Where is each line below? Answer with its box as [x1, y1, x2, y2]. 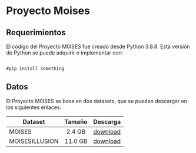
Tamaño [64, 117, 88, 125]
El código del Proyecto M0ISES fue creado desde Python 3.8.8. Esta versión [6, 43, 190, 50]
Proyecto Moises [6, 4, 90, 18]
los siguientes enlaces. [6, 104, 62, 111]
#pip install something [6, 66, 65, 72]
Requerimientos [6, 28, 66, 38]
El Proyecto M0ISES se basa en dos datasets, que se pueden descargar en [6, 97, 187, 104]
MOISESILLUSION [9, 137, 59, 145]
